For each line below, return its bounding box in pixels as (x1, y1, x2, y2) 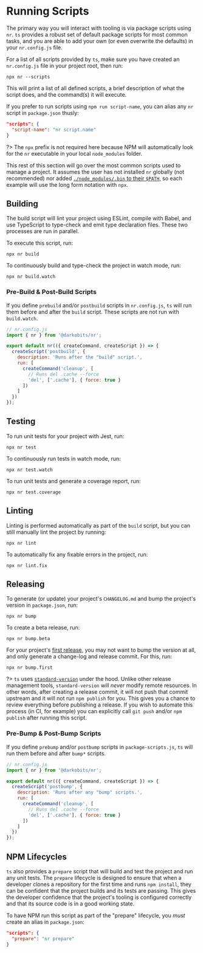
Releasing (6, 579, 45, 590)
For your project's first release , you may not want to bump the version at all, (6, 646, 196, 654)
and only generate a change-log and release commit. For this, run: (6, 653, 172, 660)
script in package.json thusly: (6, 109, 79, 116)
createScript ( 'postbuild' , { (12, 349, 86, 355)
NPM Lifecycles (6, 851, 67, 862)
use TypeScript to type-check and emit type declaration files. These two (6, 221, 188, 229)
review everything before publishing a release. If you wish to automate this (6, 701, 193, 708)
